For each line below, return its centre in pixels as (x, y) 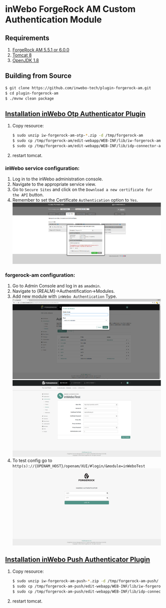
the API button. (28, 195)
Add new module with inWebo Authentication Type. (64, 296)
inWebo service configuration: (42, 168)
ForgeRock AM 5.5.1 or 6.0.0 (41, 50)
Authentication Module (54, 20)
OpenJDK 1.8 (26, 60)
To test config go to (32, 461)
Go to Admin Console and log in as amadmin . (57, 286)
